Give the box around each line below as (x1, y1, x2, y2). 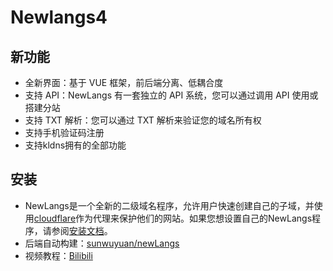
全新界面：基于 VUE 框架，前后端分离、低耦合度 (24, 77, 224, 88)
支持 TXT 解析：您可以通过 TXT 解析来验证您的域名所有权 (24, 114, 262, 126)
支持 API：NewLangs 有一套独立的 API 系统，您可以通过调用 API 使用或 (24, 89, 319, 101)
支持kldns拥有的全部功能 (24, 139, 127, 151)
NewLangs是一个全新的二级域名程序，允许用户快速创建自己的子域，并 (24, 199, 315, 211)
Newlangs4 (10, 6, 108, 29)
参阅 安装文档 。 (51, 224, 113, 236)
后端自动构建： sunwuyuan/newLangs (24, 237, 180, 249)
